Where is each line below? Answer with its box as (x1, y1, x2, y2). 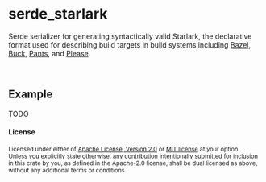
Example (8, 88, 53, 101)
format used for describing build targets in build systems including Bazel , (8, 39, 251, 49)
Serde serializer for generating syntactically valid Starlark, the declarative (8, 31, 252, 41)
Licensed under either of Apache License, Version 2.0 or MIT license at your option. (8, 145, 240, 153)
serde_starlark (8, 5, 108, 23)
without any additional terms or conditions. (8, 166, 127, 174)
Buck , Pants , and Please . (8, 48, 91, 58)
